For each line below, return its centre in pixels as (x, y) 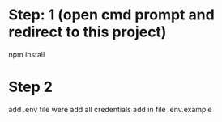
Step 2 (30, 87)
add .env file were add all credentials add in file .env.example (110, 109)
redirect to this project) (88, 32)
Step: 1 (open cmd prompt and (111, 15)
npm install (27, 54)
